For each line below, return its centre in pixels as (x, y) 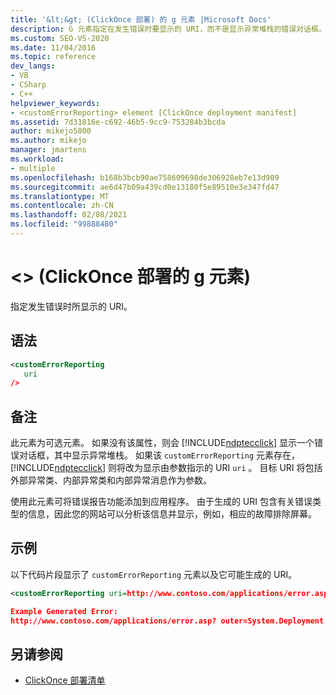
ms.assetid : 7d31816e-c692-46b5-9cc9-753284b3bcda (118, 122)
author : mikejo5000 (51, 131)
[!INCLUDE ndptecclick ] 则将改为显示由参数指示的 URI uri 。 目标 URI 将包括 (166, 468)
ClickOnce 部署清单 (65, 680)
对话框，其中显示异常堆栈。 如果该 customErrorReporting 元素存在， (159, 455)
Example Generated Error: (64, 611)
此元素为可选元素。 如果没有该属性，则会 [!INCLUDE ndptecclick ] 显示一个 (162, 443)
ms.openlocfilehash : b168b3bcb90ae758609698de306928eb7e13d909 (145, 177)
